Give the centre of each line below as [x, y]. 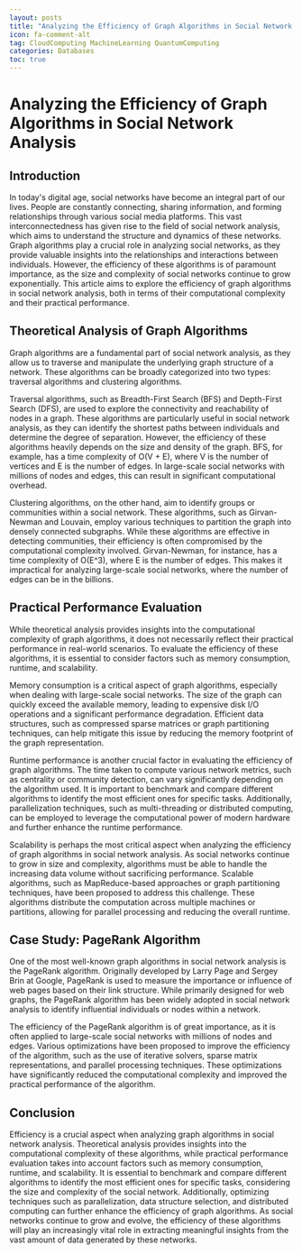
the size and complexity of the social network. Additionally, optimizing [139, 1192]
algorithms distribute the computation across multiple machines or [133, 902]
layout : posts [36, 18]
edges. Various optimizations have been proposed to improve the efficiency [150, 1046]
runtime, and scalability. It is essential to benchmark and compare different [148, 1173]
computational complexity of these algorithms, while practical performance [149, 1154]
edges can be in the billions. [62, 579]
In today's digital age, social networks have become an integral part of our [147, 197]
